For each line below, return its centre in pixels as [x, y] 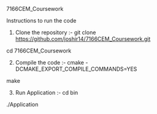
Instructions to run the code [41, 20]
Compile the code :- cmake [50, 62]
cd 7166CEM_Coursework [39, 51]
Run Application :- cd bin [47, 93]
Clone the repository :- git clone [56, 32]
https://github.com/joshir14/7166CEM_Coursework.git [83, 39]
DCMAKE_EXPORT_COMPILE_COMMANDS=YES [76, 69]
